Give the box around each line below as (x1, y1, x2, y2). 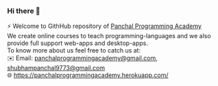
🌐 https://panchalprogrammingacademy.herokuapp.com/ (7, 71, 169, 79)
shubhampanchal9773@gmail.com (7, 64, 105, 72)
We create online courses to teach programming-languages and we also (7, 32, 211, 40)
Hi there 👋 (7, 6, 41, 16)
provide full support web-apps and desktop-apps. (7, 39, 149, 47)
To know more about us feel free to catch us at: (7, 46, 141, 55)
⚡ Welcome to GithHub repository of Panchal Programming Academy (7, 22, 202, 30)
